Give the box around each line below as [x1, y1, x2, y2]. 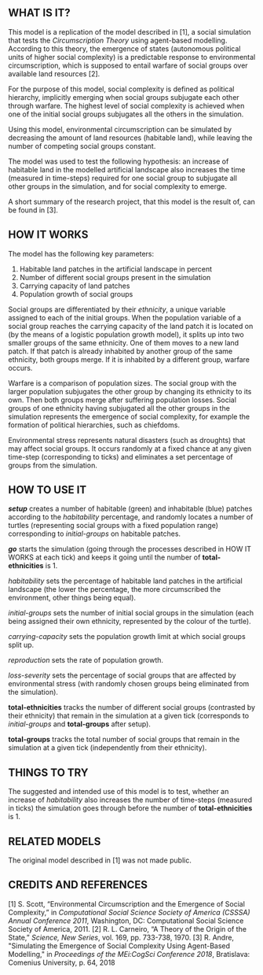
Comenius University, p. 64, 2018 [8, 958, 115, 967]
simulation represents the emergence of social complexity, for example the [8, 412, 250, 421]
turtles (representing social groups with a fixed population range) [8, 521, 218, 530]
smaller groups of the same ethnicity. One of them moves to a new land [8, 338, 239, 347]
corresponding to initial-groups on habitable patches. [8, 529, 181, 538]
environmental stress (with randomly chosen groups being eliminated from [8, 679, 250, 689]
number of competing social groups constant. [8, 141, 156, 150]
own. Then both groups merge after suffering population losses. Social [8, 395, 237, 404]
